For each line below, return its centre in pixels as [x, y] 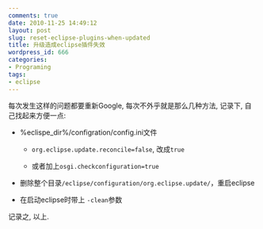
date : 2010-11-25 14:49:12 [53, 23]
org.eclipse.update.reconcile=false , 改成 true [108, 149]
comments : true [33, 15]
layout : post [30, 30]
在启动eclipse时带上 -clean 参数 [71, 200]
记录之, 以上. [29, 216]
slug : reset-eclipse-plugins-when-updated [79, 38]
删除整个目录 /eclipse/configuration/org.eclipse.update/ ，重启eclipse [137, 182]
